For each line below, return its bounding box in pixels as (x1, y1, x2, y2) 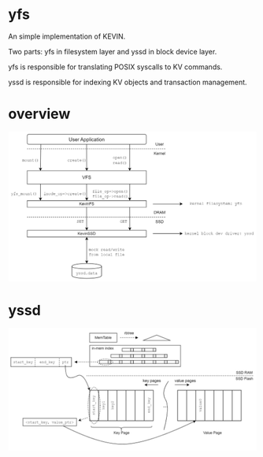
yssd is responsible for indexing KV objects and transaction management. (8, 77, 247, 87)
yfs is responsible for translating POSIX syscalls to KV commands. (8, 61, 223, 72)
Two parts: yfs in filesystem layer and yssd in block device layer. (8, 46, 217, 56)
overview (8, 105, 71, 123)
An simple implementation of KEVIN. (8, 32, 126, 41)
